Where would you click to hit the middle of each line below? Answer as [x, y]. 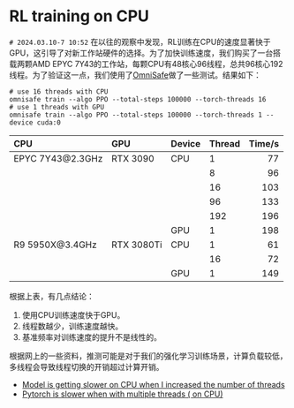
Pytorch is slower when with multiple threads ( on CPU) [122, 394]
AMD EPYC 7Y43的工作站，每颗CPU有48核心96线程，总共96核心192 [158, 64]
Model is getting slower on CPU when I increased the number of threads [153, 384]
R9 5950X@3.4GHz [55, 245]
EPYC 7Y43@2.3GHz [58, 158]
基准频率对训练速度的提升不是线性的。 [91, 336]
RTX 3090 [133, 158]
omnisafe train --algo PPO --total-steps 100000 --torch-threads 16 [138, 99]
